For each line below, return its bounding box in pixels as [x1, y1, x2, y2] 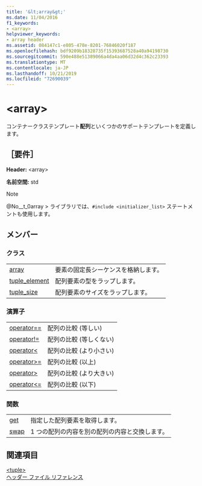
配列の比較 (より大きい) [47, 369, 115, 377]
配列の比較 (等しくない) [47, 335, 115, 343]
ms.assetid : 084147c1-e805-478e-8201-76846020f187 [6, 43, 136, 49]
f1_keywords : [6, 20, 39, 26]
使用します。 [22, 210, 54, 217]
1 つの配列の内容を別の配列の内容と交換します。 [30, 428, 169, 436]
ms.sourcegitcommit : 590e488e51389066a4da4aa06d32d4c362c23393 [6, 54, 169, 60]
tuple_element [9, 276, 49, 285]
